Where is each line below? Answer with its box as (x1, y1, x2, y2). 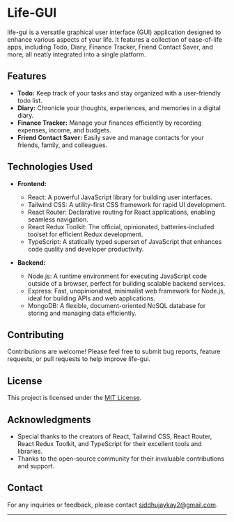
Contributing (7, 329, 64, 341)
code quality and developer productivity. (27, 245, 144, 253)
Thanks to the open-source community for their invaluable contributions (17, 454, 225, 463)
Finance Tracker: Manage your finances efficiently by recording (17, 118, 202, 127)
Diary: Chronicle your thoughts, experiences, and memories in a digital (17, 103, 221, 112)
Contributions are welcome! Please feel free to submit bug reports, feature (7, 347, 221, 356)
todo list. (17, 96, 43, 105)
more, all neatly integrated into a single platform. (7, 50, 146, 59)
